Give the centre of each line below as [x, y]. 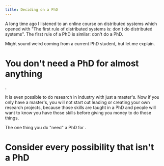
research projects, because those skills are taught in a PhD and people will [81, 107]
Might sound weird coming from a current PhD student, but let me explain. [80, 43]
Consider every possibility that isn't [80, 147]
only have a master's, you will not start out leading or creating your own [78, 102]
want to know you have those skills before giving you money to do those [78, 112]
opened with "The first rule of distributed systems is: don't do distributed [79, 29]
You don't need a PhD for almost [72, 63]
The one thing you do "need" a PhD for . [46, 127]
